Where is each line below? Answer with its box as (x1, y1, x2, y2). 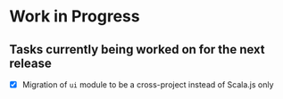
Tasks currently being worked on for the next (9, 42, 265, 57)
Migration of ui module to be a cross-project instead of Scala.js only (21, 79, 274, 90)
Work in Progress (9, 6, 140, 27)
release (9, 55, 52, 70)
